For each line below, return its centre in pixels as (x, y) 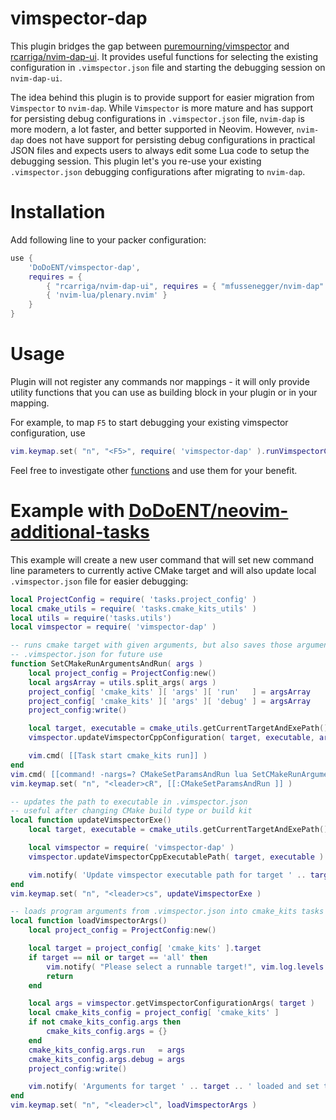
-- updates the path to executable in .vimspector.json (129, 802)
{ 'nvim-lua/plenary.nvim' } (107, 295)
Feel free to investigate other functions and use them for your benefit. (154, 470)
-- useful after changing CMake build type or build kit (131, 811)
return (60, 976)
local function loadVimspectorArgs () (89, 921)
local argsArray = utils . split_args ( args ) (122, 682)
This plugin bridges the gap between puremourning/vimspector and (150, 46)
